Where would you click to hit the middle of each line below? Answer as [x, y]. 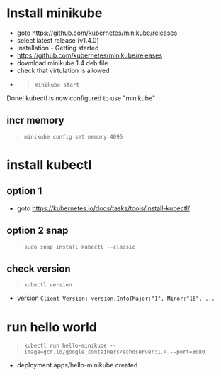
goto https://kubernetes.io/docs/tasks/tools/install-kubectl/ [103, 208]
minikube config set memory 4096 [73, 136]
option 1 [24, 191]
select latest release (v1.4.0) [58, 40]
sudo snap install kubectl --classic [80, 247]
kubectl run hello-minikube [65, 346]
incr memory [35, 120]
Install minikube [55, 13]
